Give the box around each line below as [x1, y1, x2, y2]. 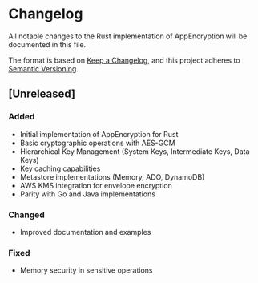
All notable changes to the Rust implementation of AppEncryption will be [8, 31, 248, 41]
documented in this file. [8, 39, 87, 49]
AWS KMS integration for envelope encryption [19, 180, 172, 190]
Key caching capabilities [19, 164, 101, 173]
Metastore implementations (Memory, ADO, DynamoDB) [19, 172, 205, 181]
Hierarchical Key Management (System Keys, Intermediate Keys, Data [19, 146, 250, 156]
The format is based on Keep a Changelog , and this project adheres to [8, 55, 240, 65]
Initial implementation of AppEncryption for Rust [19, 129, 179, 139]
